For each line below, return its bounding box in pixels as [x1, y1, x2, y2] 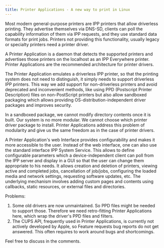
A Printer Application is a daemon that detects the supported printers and [5, 51, 153, 57]
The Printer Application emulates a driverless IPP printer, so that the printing [5, 71, 159, 76]
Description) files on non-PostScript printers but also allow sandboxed [5, 92, 147, 98]
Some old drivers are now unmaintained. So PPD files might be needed [12, 202, 155, 208]
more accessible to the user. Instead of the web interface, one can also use [5, 142, 157, 148]
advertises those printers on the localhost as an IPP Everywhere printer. [5, 56, 150, 62]
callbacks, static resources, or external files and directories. [5, 183, 126, 189]
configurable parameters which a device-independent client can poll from [5, 152, 154, 158]
